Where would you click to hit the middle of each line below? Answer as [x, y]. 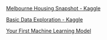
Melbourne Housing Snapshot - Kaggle [53, 8]
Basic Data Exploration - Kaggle [45, 19]
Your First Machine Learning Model [49, 31]
